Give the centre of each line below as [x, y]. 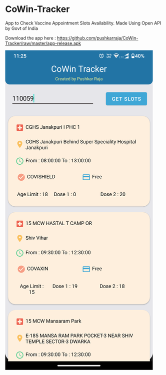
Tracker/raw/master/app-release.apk [43, 43]
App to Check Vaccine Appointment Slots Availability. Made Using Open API [83, 23]
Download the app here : [30, 38]
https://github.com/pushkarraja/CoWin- [97, 38]
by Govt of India [22, 28]
